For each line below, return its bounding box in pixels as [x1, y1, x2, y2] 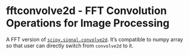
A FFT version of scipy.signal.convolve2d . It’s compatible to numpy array [6, 36, 184, 43]
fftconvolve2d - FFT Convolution [6, 4, 167, 18]
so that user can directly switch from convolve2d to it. [6, 42, 134, 49]
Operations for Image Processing [6, 16, 170, 30]
